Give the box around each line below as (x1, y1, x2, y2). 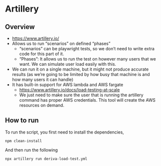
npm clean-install (5, 138, 42, 143)
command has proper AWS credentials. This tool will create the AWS (19, 97, 156, 103)
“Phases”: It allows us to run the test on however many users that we (19, 56, 156, 61)
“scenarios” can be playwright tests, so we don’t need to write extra (19, 46, 155, 51)
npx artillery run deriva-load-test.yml (5, 156, 88, 161)
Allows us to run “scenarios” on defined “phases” (12, 41, 111, 46)
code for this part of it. (19, 51, 64, 57)
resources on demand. (19, 103, 64, 108)
